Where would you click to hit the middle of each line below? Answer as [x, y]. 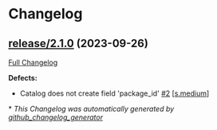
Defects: [23, 78]
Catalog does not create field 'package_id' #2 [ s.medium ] [114, 93]
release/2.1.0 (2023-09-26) [79, 43]
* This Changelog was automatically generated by [91, 109]
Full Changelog [33, 62]
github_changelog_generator [56, 117]
